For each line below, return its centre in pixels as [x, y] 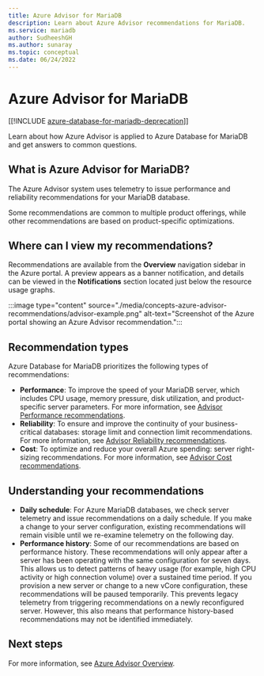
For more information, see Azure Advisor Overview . [92, 663]
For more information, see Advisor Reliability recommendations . [123, 441]
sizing [29, 457]
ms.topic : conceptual [44, 52]
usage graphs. [32, 290]
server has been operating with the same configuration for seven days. [135, 560]
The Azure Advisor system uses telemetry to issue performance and [119, 189]
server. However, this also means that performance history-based [126, 611]
